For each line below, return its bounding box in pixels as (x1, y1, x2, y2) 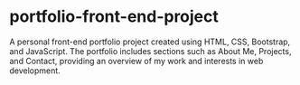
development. (9, 65, 61, 76)
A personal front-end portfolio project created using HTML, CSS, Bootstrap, (9, 36, 291, 47)
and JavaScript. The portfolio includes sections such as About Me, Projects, (9, 45, 292, 56)
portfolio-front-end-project (9, 6, 220, 27)
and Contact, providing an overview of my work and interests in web (9, 55, 264, 66)
